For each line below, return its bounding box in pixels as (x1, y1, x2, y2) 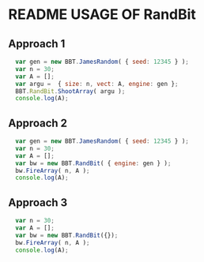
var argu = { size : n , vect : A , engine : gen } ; (15, 80, 179, 88)
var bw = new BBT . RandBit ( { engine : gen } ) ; (15, 159, 172, 167)
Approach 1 (8, 37, 66, 51)
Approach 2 (8, 116, 68, 129)
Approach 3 (8, 196, 68, 209)
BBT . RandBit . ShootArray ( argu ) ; (15, 87, 126, 95)
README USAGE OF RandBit (8, 6, 196, 24)
